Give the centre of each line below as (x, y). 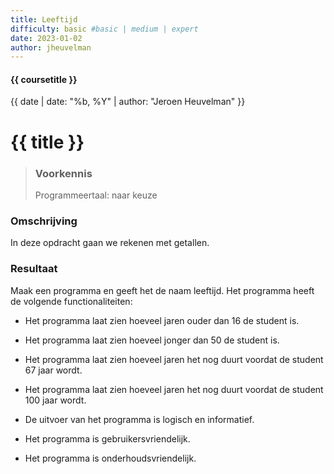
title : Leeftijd (44, 19)
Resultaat (34, 269)
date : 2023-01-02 (46, 38)
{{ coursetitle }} (44, 79)
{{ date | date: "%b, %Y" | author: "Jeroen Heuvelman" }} (128, 102)
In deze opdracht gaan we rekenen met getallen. (110, 243)
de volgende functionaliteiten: (71, 301)
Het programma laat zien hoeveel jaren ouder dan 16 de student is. (162, 320)
